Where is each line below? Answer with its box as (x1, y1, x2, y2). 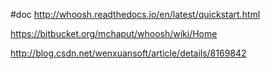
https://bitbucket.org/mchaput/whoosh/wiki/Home (10, 28, 218, 39)
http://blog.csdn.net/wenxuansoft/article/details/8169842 (10, 47, 247, 59)
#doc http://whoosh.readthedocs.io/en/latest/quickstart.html (10, 9, 261, 20)
